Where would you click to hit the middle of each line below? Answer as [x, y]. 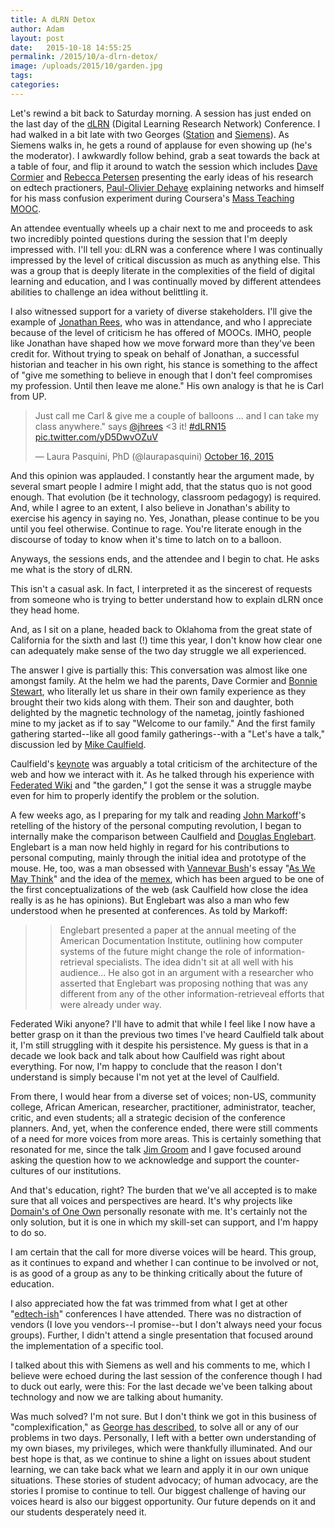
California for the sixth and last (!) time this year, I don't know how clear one [166, 640]
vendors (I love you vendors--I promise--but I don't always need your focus [166, 1324]
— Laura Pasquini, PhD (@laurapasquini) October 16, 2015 [154, 456]
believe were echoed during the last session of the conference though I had [166, 1375]
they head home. [45, 610]
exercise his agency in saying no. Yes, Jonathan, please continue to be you [165, 518]
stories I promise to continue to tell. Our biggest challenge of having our [158, 1490]
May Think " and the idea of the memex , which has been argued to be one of [167, 878]
